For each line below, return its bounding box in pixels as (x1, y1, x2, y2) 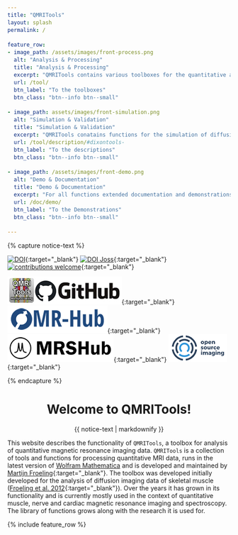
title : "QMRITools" (7, 11, 65, 18)
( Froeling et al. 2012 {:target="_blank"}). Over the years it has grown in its (7, 484, 220, 492)
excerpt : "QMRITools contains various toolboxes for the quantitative (13, 71, 227, 78)
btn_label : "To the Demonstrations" (13, 206, 122, 213)
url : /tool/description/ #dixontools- (13, 138, 125, 145)
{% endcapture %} (7, 377, 62, 385)
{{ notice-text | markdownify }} (74, 425, 164, 434)
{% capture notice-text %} (7, 241, 85, 250)
